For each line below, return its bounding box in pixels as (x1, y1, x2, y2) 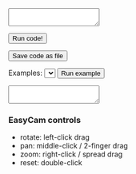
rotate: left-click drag (19, 132, 90, 142)
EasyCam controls (8, 114, 82, 125)
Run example (61, 69, 102, 77)
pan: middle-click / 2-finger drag (19, 141, 128, 151)
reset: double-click (19, 158, 82, 168)
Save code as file (12, 52, 64, 60)
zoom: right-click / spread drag (19, 149, 123, 159)
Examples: (8, 68, 42, 77)
